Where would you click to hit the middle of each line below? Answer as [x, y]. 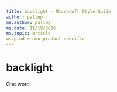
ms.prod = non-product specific [45, 39]
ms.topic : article [28, 33]
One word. [19, 84]
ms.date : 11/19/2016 [31, 28]
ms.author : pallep [28, 22]
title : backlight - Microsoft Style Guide [58, 11]
